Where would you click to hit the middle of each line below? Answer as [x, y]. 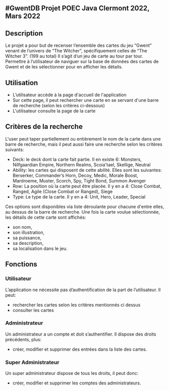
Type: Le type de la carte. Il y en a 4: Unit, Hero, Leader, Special [79, 197]
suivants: [15, 149]
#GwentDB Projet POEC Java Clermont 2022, [77, 8]
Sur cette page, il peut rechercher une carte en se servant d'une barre [86, 100]
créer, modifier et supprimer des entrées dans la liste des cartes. [80, 349]
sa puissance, [27, 238]
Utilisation [22, 83]
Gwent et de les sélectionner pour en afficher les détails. [64, 67]
